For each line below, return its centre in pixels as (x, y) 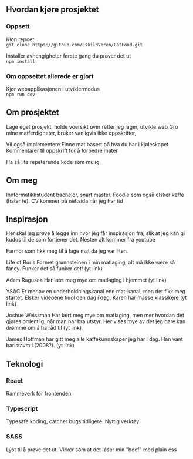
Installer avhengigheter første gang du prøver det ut (69, 56)
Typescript (22, 409)
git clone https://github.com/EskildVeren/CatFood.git (75, 45)
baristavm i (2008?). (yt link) (40, 346)
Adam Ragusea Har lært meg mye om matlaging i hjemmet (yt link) (87, 280)
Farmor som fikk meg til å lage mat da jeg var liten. (67, 251)
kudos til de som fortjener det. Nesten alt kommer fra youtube (81, 240)
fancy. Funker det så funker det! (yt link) (54, 269)
